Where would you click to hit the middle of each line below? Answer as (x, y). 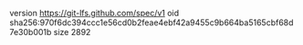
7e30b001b (31, 32)
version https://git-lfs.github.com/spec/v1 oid (94, 13)
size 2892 (72, 32)
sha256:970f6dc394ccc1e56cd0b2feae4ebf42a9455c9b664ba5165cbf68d (151, 22)
